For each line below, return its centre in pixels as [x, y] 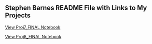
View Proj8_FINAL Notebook [33, 36]
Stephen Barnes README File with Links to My [76, 8]
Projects [18, 16]
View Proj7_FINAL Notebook [33, 27]
